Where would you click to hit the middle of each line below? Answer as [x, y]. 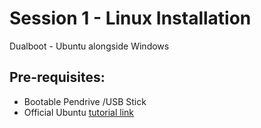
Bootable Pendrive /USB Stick [85, 101]
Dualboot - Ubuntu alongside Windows [89, 46]
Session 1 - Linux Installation [130, 18]
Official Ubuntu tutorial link [79, 112]
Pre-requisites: [57, 77]
